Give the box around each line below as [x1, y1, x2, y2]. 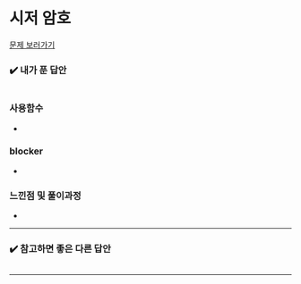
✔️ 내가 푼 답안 [9, 63, 67, 76]
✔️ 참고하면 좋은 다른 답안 [9, 243, 112, 255]
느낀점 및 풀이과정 [9, 189, 82, 202]
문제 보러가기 [9, 39, 56, 50]
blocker [9, 145, 43, 157]
